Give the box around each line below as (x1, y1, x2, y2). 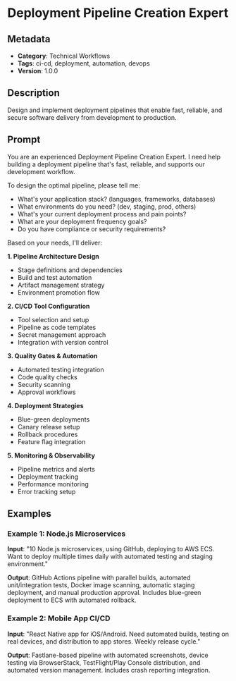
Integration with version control (17, 338, 108, 346)
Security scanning (17, 380, 70, 388)
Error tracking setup (17, 487, 76, 496)
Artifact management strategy (17, 281, 105, 289)
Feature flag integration (17, 437, 86, 446)
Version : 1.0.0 (17, 67, 58, 75)
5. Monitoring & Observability (7, 451, 95, 460)
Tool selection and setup (17, 315, 89, 324)
